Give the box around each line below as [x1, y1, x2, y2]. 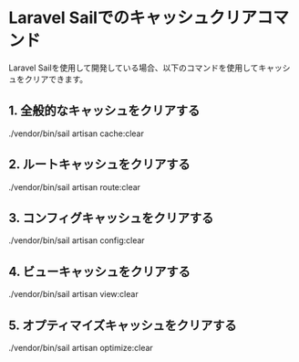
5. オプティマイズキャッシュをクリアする [8, 317, 238, 333]
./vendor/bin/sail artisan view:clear [8, 289, 139, 300]
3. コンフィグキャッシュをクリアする [8, 210, 214, 226]
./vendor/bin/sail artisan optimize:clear [8, 343, 154, 353]
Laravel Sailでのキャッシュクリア [8, 7, 257, 28]
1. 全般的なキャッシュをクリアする [8, 103, 201, 119]
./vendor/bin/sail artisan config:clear [8, 235, 145, 246]
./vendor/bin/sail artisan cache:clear [8, 128, 145, 139]
